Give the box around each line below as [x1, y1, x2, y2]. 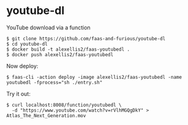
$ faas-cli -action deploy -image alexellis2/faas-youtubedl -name [6, 74, 182, 80]
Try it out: [6, 90, 31, 98]
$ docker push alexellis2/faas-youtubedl [6, 51, 114, 58]
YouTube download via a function [6, 24, 91, 31]
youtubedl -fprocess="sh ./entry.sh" [6, 79, 103, 85]
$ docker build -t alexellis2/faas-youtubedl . [6, 46, 130, 52]
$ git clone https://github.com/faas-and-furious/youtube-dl [6, 35, 166, 41]
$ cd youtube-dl [6, 41, 48, 47]
